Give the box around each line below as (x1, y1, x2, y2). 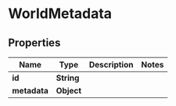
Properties (8, 36, 61, 49)
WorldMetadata (8, 5, 112, 23)
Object (56, 86, 82, 96)
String (56, 72, 80, 83)
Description (88, 60, 134, 70)
